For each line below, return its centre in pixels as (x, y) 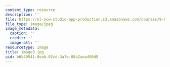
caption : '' (23, 33)
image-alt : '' (25, 43)
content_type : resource (30, 10)
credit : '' (21, 38)
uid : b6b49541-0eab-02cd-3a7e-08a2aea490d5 (52, 57)
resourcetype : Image (27, 47)
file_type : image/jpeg (29, 24)
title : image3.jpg (25, 52)
